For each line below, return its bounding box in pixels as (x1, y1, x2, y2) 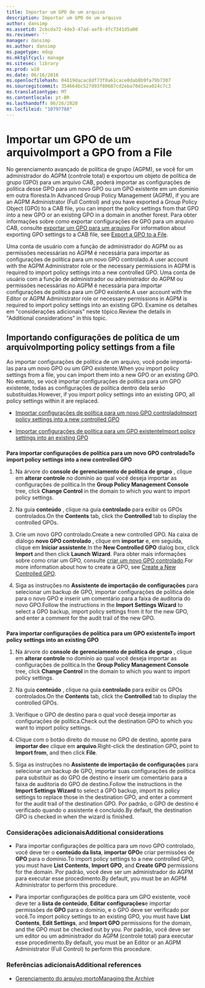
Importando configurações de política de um (6, 332, 180, 342)
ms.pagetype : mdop (6, 49, 53, 55)
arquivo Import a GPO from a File (6, 145, 173, 160)
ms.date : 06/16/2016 (6, 72, 59, 78)
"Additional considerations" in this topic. (6, 314, 108, 322)
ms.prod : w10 (6, 66, 40, 72)
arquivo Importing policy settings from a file (6, 342, 176, 352)
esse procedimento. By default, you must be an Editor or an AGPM (15, 939, 182, 946)
